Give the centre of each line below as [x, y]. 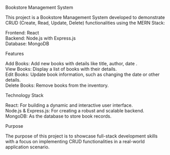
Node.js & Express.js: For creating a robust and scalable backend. [75, 111]
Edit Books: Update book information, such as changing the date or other [83, 74]
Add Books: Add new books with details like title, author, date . [71, 63]
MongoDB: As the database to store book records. [59, 116]
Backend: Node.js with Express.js [41, 38]
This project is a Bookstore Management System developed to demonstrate [85, 17]
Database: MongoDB [27, 44]
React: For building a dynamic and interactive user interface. [69, 105]
